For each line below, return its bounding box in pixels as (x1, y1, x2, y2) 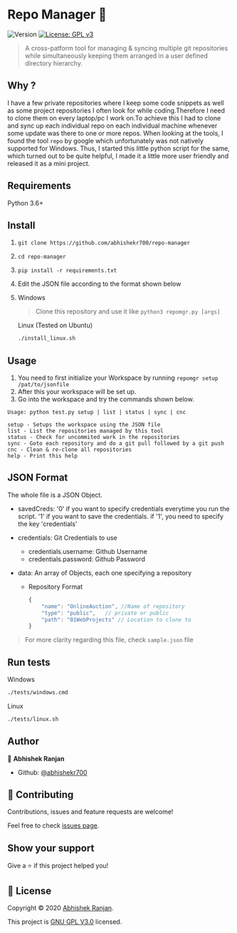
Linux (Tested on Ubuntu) (17, 321, 93, 330)
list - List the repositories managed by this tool (7, 428, 164, 435)
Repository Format (28, 582, 83, 591)
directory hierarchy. (24, 58, 83, 67)
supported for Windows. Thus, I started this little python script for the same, (7, 144, 230, 153)
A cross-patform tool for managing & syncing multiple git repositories (24, 43, 228, 52)
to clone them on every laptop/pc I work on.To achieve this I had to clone (7, 113, 221, 122)
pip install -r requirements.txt (17, 267, 117, 274)
